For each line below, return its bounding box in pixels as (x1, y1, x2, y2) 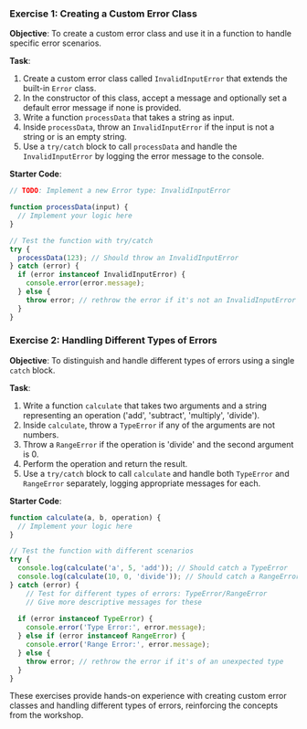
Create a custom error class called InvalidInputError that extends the (22, 73, 288, 84)
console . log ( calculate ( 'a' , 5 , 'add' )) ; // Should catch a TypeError (17, 564, 288, 573)
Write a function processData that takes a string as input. (22, 112, 235, 123)
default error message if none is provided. (22, 102, 182, 113)
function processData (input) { (9, 203, 129, 212)
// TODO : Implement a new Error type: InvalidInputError (9, 186, 231, 195)
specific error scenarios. (9, 37, 102, 48)
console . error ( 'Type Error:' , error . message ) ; (26, 623, 206, 632)
